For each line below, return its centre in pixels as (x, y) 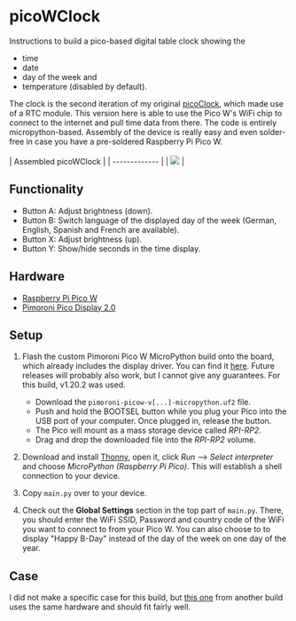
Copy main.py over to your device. (84, 493)
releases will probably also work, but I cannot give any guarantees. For (151, 376)
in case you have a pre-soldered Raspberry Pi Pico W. (125, 141)
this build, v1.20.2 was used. (74, 385)
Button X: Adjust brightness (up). (82, 239)
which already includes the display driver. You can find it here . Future (148, 366)
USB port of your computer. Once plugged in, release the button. (153, 421)
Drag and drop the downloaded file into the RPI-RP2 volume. (146, 440)
